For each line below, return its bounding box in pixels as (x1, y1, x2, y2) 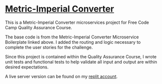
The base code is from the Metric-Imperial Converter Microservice (5, 34, 139, 40)
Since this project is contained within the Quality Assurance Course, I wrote (5, 53, 157, 59)
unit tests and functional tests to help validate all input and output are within (5, 59, 157, 65)
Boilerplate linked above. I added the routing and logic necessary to (5, 39, 141, 45)
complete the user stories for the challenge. (5, 44, 93, 50)
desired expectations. (5, 64, 49, 70)
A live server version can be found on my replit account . (5, 73, 118, 79)
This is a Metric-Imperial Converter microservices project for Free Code (5, 19, 149, 25)
